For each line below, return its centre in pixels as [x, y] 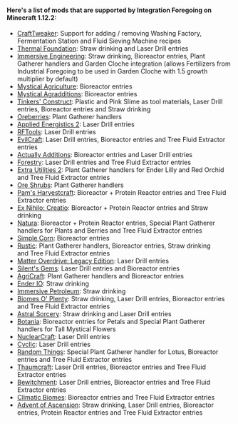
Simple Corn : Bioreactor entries [63, 238]
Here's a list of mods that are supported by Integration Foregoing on [109, 10]
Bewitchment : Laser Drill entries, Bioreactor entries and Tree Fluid [114, 383]
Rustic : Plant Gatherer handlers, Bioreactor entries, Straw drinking [114, 246]
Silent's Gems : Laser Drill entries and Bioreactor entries [98, 268]
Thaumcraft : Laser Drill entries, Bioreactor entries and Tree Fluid [111, 367]
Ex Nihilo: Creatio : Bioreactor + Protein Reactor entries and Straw [112, 208]
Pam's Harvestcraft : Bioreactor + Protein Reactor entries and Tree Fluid [121, 193]
